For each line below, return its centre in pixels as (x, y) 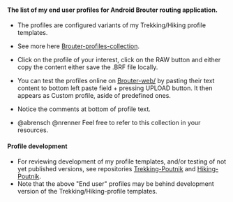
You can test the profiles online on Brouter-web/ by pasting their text (116, 81)
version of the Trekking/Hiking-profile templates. (87, 192)
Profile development (37, 146)
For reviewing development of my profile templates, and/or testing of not (122, 161)
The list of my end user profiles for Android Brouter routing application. (113, 10)
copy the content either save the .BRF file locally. (88, 67)
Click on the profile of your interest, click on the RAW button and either (119, 60)
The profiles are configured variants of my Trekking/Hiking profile (112, 25)
